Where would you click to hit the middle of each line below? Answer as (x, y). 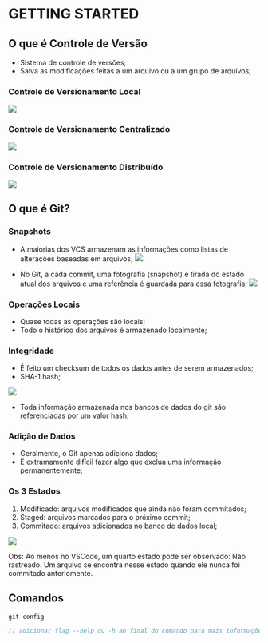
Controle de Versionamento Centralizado (89, 129)
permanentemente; (51, 470)
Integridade (31, 351)
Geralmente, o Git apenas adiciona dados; (89, 454)
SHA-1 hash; (40, 377)
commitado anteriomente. (51, 573)
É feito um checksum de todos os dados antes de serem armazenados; (136, 368)
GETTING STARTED (74, 14)
